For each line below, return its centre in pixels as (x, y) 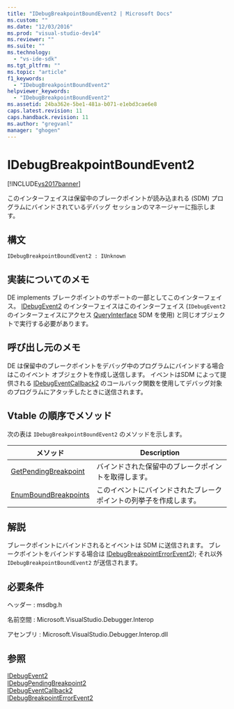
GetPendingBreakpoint (48, 471)
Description (160, 452)
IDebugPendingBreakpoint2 (47, 683)
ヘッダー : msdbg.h (35, 605)
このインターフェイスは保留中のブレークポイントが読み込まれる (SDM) (109, 198)
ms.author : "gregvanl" (40, 124)
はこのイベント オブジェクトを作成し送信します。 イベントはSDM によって (114, 374)
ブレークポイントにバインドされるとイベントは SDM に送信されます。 (107, 545)
